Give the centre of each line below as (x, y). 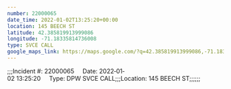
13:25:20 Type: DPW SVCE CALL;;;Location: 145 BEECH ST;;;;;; (108, 78)
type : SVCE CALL (30, 45)
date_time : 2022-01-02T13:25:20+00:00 (63, 20)
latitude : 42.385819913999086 (51, 33)
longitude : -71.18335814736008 (52, 39)
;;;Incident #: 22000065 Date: (53, 71)
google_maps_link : (33, 52)
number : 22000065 (32, 13)
